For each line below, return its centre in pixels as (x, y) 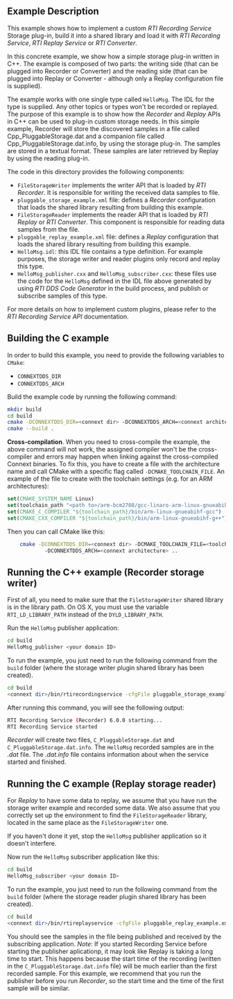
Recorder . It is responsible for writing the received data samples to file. (119, 192)
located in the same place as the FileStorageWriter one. (88, 823)
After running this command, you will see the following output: (96, 708)
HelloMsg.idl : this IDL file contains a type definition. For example (110, 251)
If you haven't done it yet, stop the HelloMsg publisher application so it (107, 836)
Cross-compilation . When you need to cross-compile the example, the (109, 442)
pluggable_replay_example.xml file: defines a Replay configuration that (118, 237)
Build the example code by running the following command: (92, 396)
